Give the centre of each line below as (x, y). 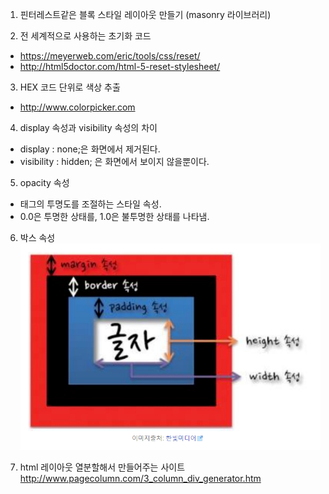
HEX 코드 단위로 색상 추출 (70, 87)
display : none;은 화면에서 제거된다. (90, 149)
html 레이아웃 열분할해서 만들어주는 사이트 (102, 467)
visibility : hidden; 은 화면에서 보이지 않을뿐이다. (114, 161)
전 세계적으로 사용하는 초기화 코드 (85, 36)
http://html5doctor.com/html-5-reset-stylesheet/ (120, 66)
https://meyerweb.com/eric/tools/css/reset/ (110, 56)
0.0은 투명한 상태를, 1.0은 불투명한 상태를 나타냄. (114, 216)
